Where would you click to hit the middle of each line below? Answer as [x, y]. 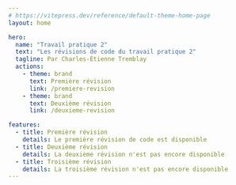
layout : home [30, 23]
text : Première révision [70, 81]
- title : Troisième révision [63, 162]
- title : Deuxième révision [62, 147]
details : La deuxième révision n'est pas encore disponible [124, 154]
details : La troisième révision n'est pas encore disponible [125, 169]
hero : [17, 37]
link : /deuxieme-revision [72, 111]
